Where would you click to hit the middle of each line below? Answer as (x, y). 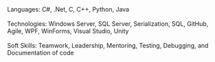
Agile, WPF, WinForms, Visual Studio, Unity (68, 31)
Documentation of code (41, 53)
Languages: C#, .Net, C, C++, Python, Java (68, 9)
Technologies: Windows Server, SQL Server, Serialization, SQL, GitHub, (108, 24)
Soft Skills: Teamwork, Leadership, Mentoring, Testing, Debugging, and (108, 45)
